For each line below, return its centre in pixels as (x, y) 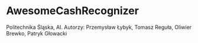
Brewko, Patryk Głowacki (37, 33)
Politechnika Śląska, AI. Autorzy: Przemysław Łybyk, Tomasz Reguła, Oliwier (99, 27)
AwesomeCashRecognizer (72, 11)
